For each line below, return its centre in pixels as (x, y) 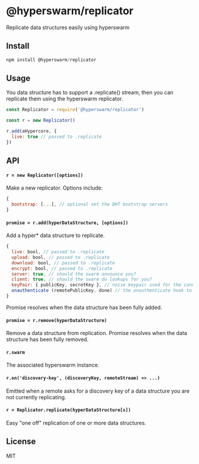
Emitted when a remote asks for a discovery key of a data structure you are (98, 391)
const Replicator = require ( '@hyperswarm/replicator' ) (75, 110)
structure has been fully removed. (47, 339)
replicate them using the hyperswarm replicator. (65, 99)
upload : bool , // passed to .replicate (61, 257)
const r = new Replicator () (41, 121)
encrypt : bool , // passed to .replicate (62, 269)
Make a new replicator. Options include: (54, 188)
